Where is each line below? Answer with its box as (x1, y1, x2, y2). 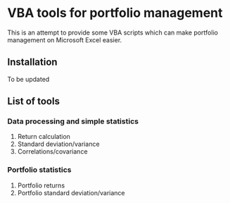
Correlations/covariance (17, 147, 88, 156)
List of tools (7, 95, 60, 107)
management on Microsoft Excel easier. (7, 35, 122, 44)
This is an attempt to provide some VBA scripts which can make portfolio (7, 28, 218, 37)
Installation (7, 56, 58, 68)
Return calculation (17, 133, 70, 141)
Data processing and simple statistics (7, 116, 139, 126)
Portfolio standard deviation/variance (17, 188, 125, 197)
